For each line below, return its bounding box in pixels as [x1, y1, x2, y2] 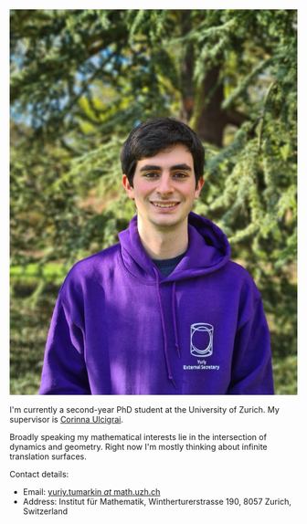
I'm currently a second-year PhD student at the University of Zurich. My [9, 404, 281, 415]
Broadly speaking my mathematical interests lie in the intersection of [9, 432, 268, 443]
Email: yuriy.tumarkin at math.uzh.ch [22, 487, 161, 498]
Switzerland [22, 506, 69, 517]
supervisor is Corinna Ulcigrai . [9, 414, 123, 425]
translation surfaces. [9, 451, 87, 462]
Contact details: [9, 469, 69, 480]
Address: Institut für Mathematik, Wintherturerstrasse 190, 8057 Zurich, [22, 497, 292, 508]
